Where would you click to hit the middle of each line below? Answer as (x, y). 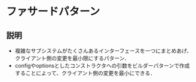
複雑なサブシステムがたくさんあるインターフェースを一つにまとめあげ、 (103, 51)
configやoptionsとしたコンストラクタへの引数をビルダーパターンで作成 (102, 66)
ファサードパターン (53, 12)
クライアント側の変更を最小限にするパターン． (72, 58)
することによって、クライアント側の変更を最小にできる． (85, 73)
